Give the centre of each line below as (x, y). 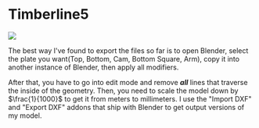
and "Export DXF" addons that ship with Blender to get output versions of (126, 107)
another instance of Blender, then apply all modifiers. (94, 67)
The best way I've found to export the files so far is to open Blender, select (128, 50)
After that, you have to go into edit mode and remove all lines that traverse (128, 82)
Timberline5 (49, 14)
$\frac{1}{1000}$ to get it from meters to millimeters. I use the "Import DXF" (130, 98)
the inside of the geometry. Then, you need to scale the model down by (123, 91)
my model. (25, 116)
